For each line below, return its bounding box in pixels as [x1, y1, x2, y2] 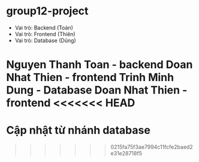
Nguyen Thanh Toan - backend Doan [6, 58, 193, 71]
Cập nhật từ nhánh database [6, 124, 151, 137]
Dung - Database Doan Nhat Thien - [6, 83, 188, 97]
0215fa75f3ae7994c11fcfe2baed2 [110, 143, 193, 151]
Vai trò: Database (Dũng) [14, 37, 76, 44]
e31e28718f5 [110, 150, 143, 157]
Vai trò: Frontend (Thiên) [14, 30, 76, 37]
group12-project [6, 4, 89, 18]
